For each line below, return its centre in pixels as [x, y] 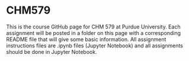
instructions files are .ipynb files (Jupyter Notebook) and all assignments [95, 46]
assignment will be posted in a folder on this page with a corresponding [94, 33]
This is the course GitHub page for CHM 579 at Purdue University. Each [93, 27]
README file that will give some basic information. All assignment [86, 39]
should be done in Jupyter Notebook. [52, 52]
